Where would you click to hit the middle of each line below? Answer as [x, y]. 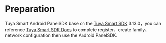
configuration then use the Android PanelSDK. [70, 35]
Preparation [30, 9]
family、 [141, 29]
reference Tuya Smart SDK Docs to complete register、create [68, 29]
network [14, 35]
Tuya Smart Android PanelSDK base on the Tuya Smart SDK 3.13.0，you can [83, 23]
